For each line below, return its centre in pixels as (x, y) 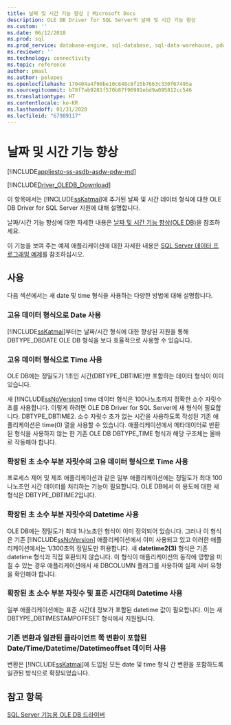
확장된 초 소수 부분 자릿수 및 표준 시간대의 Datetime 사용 (95, 594)
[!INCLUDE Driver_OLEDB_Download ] (59, 185)
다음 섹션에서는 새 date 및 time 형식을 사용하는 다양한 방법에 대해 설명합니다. (110, 296)
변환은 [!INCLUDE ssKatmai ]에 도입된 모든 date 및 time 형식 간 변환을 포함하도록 (115, 664)
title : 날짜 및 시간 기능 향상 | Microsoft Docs (71, 13)
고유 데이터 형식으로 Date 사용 (54, 315)
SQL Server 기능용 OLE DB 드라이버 (56, 714)
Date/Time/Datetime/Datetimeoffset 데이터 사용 (87, 648)
